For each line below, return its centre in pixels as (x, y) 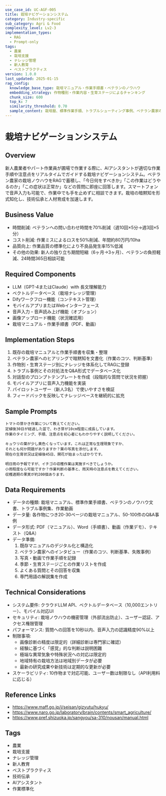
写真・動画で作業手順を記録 (48, 558)
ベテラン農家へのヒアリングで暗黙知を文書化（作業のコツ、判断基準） (83, 358)
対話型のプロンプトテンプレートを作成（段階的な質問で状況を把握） (81, 377)
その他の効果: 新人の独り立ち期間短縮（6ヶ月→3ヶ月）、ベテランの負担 (84, 252)
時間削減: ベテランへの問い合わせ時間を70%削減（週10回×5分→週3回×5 (85, 227)
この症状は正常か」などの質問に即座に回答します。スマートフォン (91, 187)
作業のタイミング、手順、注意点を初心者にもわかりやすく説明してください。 (71, 434)
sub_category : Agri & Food (33, 24)
